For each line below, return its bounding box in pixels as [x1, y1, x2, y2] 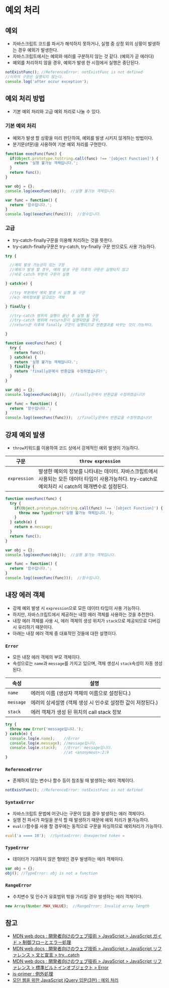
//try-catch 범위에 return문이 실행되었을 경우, [10, 318, 101, 323]
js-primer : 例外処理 [12, 971, 53, 977]
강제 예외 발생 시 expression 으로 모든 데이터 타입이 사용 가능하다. [12, 605, 141, 611]
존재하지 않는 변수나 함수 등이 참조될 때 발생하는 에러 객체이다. [12, 777, 135, 784]
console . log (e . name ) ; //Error [10, 736, 80, 741]
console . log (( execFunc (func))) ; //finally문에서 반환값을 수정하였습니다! [5, 415, 153, 421]
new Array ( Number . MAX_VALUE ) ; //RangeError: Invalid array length [5, 903, 150, 909]
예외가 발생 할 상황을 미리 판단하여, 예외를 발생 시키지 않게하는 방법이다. [12, 135, 153, 141]
